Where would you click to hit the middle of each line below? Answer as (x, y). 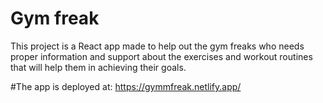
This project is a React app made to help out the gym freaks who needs (157, 46)
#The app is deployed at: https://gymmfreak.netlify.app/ (126, 86)
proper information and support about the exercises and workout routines (161, 56)
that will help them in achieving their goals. (98, 67)
